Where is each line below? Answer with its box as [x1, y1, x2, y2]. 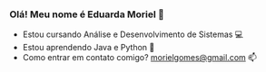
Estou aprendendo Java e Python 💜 [22, 42, 155, 53]
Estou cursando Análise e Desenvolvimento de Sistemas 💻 [22, 29, 243, 40]
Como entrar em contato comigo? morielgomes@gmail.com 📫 [22, 52, 257, 63]
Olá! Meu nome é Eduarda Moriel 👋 [9, 8, 165, 21]
